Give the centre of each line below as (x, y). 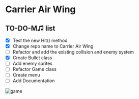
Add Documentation (34, 81)
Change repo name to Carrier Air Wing (53, 46)
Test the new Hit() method (40, 40)
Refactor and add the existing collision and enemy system (73, 52)
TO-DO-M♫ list (30, 28)
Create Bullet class (32, 58)
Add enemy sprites (32, 64)
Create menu (26, 75)
